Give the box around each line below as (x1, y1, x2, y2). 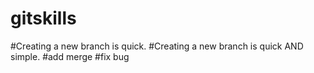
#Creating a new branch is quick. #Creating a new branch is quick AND (10, 40, 304, 52)
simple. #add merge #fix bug (10, 50, 130, 62)
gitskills (10, 7, 77, 30)
